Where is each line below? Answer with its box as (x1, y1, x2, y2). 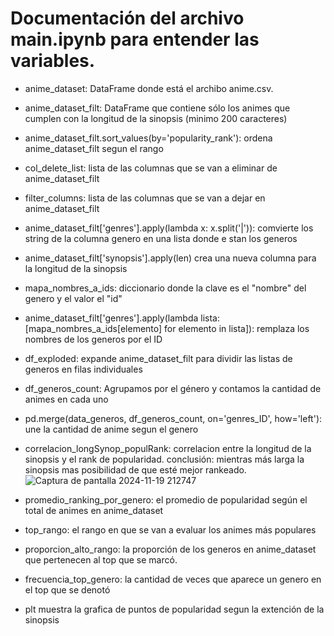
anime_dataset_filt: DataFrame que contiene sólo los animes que (24, 102, 291, 114)
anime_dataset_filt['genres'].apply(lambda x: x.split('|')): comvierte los (24, 222, 314, 234)
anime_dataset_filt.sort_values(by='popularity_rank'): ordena (24, 132, 273, 144)
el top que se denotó (24, 583, 111, 596)
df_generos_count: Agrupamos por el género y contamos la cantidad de (24, 382, 322, 394)
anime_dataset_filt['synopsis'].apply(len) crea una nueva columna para (24, 252, 317, 264)
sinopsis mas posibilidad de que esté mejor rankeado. (24, 463, 247, 476)
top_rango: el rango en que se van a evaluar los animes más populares (24, 523, 317, 536)
